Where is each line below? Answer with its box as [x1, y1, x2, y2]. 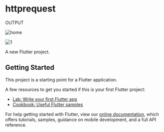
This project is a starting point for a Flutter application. [5, 76, 117, 83]
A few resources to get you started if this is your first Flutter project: [5, 86, 145, 92]
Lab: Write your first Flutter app [12, 96, 78, 102]
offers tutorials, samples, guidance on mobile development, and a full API [5, 116, 156, 122]
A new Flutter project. [5, 49, 50, 55]
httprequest [5, 3, 56, 15]
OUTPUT [5, 20, 24, 26]
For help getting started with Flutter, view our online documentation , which [5, 111, 159, 117]
